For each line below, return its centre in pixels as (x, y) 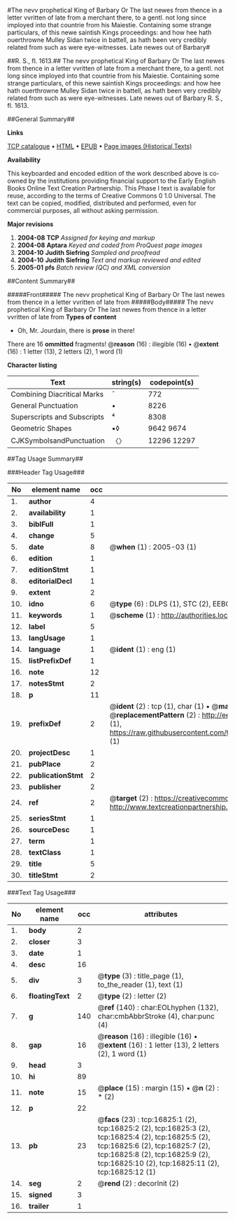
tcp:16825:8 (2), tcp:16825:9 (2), (154, 1155)
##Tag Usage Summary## (45, 459)
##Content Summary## (41, 281)
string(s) (127, 382)
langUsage (47, 638)
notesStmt (47, 684)
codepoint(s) (172, 382)
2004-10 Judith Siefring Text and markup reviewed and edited (109, 260)
